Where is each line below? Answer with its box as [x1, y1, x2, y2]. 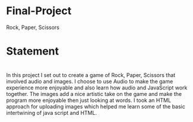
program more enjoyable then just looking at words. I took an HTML [6, 97, 171, 104]
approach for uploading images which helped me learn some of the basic [6, 103, 186, 110]
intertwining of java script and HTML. [6, 110, 97, 117]
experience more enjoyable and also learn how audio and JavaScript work [6, 84, 188, 91]
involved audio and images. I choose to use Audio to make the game [6, 78, 173, 85]
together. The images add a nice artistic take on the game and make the [6, 91, 182, 98]
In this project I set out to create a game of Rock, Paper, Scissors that [6, 72, 176, 79]
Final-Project [6, 4, 72, 18]
